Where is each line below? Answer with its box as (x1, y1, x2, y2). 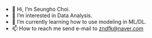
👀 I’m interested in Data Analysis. (11, 12, 93, 19)
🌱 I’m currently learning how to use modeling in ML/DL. (11, 18, 147, 25)
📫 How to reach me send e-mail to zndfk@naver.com (11, 25, 144, 32)
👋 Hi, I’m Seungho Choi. (11, 6, 70, 12)
